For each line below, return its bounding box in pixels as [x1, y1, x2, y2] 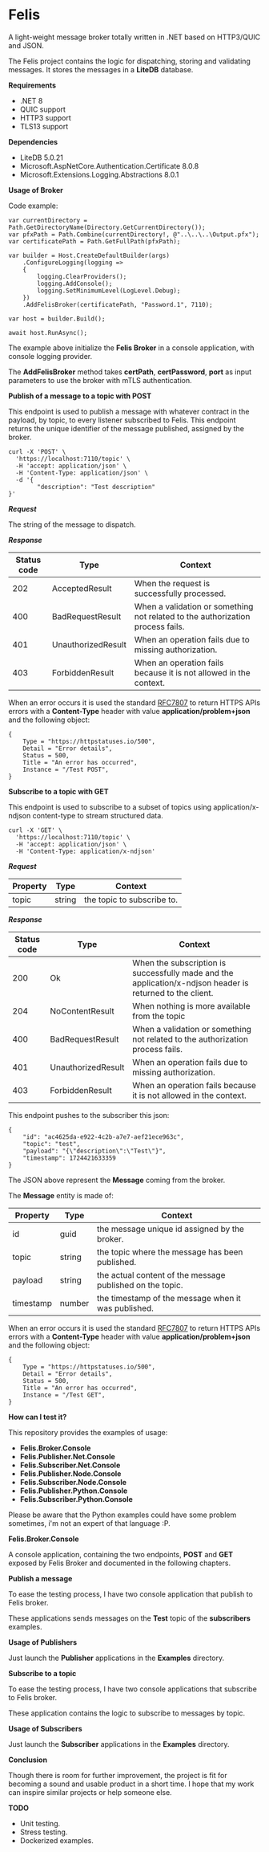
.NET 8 [19, 96, 43, 105]
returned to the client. [131, 987, 214, 998]
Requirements [8, 80, 57, 90]
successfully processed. [134, 588, 227, 599]
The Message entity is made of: [8, 1190, 114, 1200]
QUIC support [19, 104, 66, 114]
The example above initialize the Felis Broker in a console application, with [8, 343, 255, 353]
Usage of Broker [8, 185, 64, 194]
